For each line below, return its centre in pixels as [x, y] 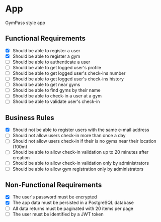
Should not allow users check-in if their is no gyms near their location [85, 141]
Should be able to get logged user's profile [57, 67]
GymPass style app [25, 23]
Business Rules [30, 118]
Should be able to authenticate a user [51, 62]
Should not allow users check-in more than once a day [69, 136]
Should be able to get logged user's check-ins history [68, 79]
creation [21, 158]
